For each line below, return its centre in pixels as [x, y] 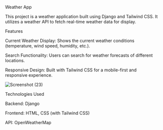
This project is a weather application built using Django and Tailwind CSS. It [81, 16]
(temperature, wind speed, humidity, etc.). [48, 46]
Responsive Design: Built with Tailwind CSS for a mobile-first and [71, 70]
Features [14, 31]
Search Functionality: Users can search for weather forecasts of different [79, 55]
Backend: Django [22, 104]
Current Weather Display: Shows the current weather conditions [70, 41]
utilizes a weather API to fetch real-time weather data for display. [71, 22]
